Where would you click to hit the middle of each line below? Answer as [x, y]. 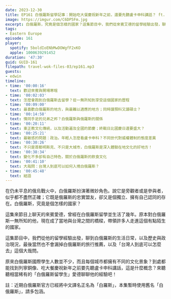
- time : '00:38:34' [26, 152]
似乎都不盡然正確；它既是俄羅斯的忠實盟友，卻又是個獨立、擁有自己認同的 [83, 197]
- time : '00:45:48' [26, 171]
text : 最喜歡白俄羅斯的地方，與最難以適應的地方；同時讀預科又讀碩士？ [75, 110]
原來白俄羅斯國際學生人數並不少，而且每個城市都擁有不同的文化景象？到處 [83, 262]
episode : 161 [19, 39]
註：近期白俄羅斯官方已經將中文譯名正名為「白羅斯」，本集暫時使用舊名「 [82, 285]
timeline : [16, 81]
